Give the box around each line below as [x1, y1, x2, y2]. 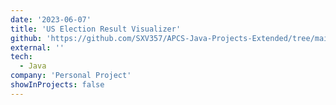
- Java [19, 61, 47, 71]
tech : [10, 52, 33, 62]
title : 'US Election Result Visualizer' [10, 24, 182, 34]
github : [10, 33, 43, 43]
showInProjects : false [10, 80, 105, 90]
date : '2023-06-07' [10, 14, 92, 25]
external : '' [10, 42, 65, 53]
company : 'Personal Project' [10, 71, 132, 81]
